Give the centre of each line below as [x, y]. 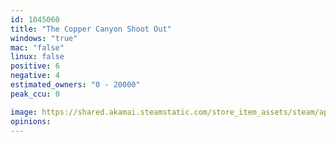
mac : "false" [37, 47]
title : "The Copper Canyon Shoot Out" [91, 29]
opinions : [31, 121]
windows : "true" [44, 38]
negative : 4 [35, 76]
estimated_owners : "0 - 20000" [75, 85]
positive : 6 [35, 66]
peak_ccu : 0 [35, 94]
